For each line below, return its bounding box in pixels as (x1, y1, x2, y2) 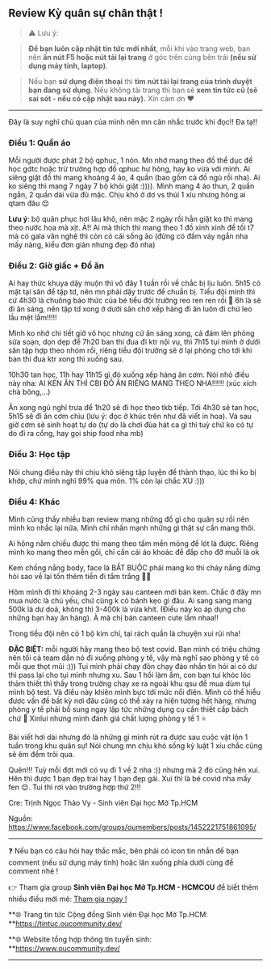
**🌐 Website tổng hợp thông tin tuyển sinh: (8, 934, 152, 944)
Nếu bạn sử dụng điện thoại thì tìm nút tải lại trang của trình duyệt (27, 76, 252, 86)
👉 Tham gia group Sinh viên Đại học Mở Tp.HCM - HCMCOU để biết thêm (8, 882, 259, 892)
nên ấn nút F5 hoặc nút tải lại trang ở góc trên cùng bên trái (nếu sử (27, 52, 256, 61)
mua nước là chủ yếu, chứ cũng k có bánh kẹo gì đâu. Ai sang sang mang (8, 596, 252, 605)
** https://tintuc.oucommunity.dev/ (8, 919, 123, 929)
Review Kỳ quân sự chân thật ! (8, 6, 164, 20)
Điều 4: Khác (8, 496, 60, 507)
